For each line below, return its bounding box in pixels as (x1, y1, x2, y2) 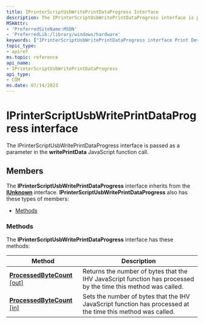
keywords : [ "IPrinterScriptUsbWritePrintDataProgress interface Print (6, 37, 189, 43)
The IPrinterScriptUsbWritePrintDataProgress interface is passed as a (6, 141, 180, 149)
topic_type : (6, 43, 36, 49)
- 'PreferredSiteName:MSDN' (6, 26, 78, 32)
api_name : (6, 60, 32, 66)
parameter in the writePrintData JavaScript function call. (6, 148, 149, 155)
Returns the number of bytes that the (83, 267, 188, 276)
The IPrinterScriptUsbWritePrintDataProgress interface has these (6, 236, 174, 244)
